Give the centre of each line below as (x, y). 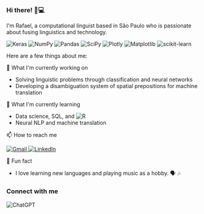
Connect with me (32, 191)
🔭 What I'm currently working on (47, 68)
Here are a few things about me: (47, 56)
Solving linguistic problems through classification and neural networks (104, 79)
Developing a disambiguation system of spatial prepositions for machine (106, 86)
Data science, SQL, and (45, 116)
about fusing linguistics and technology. (57, 32)
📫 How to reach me (32, 135)
